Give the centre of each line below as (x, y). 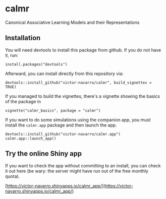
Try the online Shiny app (44, 154)
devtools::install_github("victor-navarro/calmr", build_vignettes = (79, 82)
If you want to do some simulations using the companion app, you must (78, 120)
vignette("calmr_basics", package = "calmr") (53, 110)
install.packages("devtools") (36, 64)
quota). (12, 176)
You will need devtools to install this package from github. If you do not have (83, 50)
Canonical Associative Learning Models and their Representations (72, 22)
